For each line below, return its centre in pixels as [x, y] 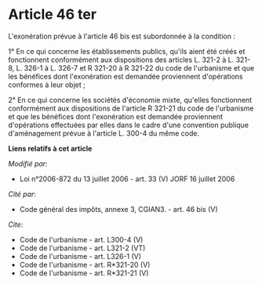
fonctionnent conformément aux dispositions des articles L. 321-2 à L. [121, 60]
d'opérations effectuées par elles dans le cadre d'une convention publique [129, 125]
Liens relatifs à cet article [50, 148]
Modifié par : [28, 163]
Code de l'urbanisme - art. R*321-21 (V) [84, 273]
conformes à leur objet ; [47, 85]
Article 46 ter [52, 15]
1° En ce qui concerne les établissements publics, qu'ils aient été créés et [127, 51]
